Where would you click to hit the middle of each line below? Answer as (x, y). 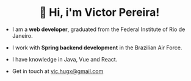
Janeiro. (22, 35)
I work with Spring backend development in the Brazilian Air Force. (97, 48)
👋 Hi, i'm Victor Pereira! (99, 12)
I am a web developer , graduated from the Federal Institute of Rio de (99, 29)
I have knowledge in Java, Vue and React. (65, 59)
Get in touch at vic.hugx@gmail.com (58, 71)
